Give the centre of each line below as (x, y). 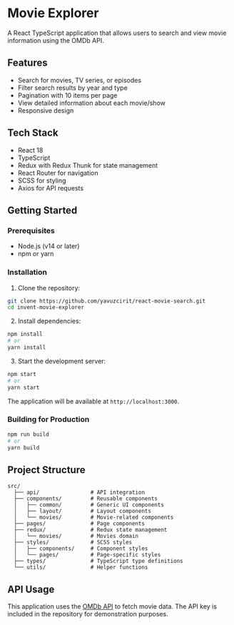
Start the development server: (62, 361)
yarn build (24, 447)
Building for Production (49, 420)
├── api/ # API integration (79, 493)
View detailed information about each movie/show (91, 103)
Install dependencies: (49, 321)
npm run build (29, 434)
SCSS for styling (42, 181)
